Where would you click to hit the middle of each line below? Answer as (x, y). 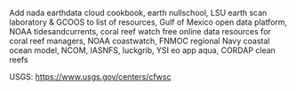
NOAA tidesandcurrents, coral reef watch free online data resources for (140, 31)
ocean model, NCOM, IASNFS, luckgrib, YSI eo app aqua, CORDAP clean (142, 50)
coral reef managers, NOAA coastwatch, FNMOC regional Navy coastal (140, 41)
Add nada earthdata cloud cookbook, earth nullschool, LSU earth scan (138, 13)
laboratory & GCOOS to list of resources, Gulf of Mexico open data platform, (148, 22)
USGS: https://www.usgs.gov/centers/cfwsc (90, 77)
